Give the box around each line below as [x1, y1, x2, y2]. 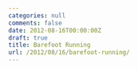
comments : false [8, 19, 62, 27]
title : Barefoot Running [8, 41, 91, 49]
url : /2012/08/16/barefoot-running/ [8, 48, 130, 56]
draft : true [8, 33, 48, 42]
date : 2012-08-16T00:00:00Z [8, 26, 102, 34]
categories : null [8, 11, 66, 20]
